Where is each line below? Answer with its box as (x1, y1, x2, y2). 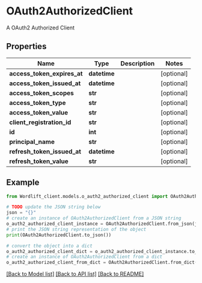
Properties (6, 41, 47, 52)
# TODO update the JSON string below (6, 204, 101, 210)
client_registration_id (9, 118, 72, 127)
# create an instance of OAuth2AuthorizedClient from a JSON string (6, 215, 182, 221)
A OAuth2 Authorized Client (6, 24, 75, 31)
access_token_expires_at (9, 69, 83, 77)
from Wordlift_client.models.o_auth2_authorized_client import (6, 193, 168, 199)
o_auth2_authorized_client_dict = (6, 248, 93, 254)
